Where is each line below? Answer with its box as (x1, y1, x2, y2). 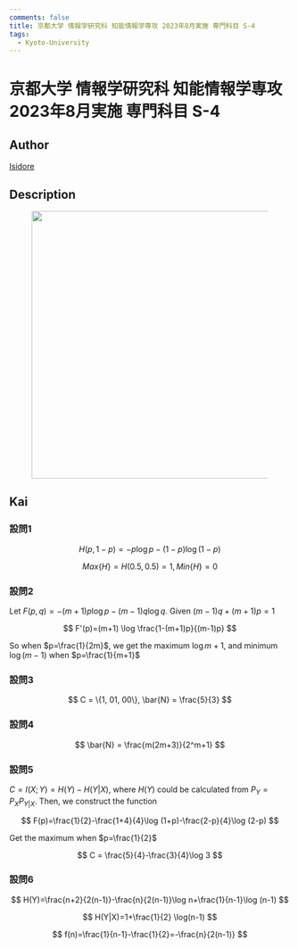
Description (9, 186, 76, 202)
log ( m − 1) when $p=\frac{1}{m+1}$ (9, 650, 141, 661)
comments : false (9, 12, 70, 22)
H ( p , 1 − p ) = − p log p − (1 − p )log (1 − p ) (79, 543, 221, 554)
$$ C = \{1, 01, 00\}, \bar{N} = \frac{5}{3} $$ (68, 695, 232, 705)
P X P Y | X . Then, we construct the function (9, 795, 158, 808)
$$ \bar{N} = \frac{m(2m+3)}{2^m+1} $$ (74, 739, 226, 750)
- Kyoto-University (17, 37, 90, 47)
